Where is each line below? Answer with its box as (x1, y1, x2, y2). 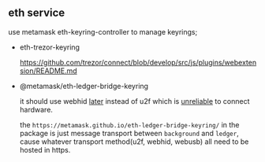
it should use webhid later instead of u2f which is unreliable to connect (19, 96, 250, 105)
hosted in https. (19, 145, 71, 154)
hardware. (19, 105, 54, 114)
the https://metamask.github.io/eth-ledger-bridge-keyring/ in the (19, 120, 240, 129)
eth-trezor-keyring (19, 42, 80, 52)
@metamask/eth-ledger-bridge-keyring (19, 81, 148, 90)
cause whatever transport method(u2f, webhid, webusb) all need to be (19, 137, 249, 146)
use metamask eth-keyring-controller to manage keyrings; (8, 27, 198, 36)
